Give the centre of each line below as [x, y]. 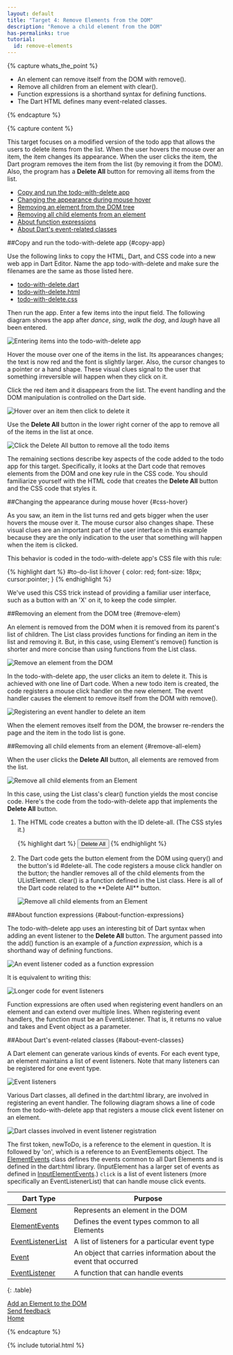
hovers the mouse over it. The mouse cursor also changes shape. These [111, 523]
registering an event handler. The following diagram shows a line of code [111, 1103]
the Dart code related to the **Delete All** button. [89, 888]
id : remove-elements [43, 46]
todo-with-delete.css [47, 299]
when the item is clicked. [43, 545]
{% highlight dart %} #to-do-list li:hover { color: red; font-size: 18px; [104, 572]
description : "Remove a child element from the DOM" [85, 26]
